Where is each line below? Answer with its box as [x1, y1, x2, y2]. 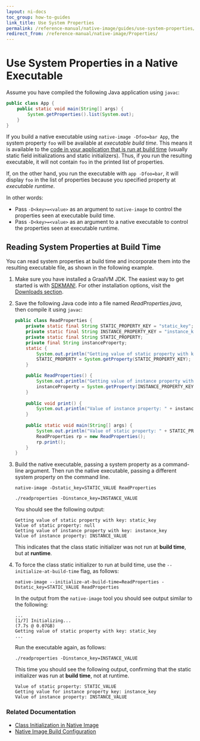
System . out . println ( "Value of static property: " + [36, 428, 167, 434]
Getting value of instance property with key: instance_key [14, 528, 167, 534]
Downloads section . [14, 288, 64, 295]
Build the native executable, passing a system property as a [14, 461, 162, 468]
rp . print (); [36, 439, 66, 445]
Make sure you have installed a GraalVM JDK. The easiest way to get [14, 276, 185, 283]
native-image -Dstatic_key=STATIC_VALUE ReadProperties [14, 485, 157, 491]
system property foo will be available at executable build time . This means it [6, 139, 192, 146]
